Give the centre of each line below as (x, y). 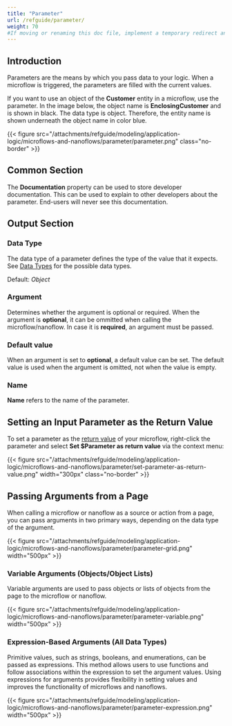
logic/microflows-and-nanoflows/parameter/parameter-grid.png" (100, 549)
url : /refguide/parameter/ (46, 20)
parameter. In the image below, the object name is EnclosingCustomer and (114, 106)
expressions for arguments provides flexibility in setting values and (102, 679)
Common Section (45, 170)
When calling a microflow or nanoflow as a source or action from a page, (111, 513)
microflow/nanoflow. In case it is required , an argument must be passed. (110, 327)
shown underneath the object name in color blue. (77, 121)
